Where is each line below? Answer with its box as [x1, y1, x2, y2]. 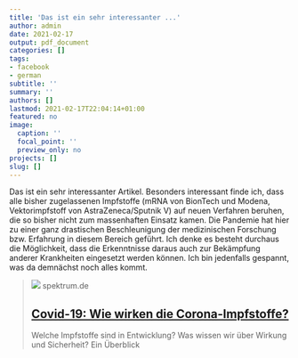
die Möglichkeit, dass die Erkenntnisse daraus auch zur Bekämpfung [9, 243, 261, 254]
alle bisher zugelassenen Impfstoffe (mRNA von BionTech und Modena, [9, 196, 270, 207]
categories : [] [9, 46, 66, 55]
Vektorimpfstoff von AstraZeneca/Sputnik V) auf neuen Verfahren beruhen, [9, 206, 285, 216]
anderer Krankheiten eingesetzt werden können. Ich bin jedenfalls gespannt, [9, 253, 289, 264]
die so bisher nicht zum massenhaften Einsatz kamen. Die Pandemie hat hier [9, 215, 290, 225]
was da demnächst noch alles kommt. [9, 262, 149, 273]
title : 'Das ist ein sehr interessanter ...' [9, 12, 181, 22]
